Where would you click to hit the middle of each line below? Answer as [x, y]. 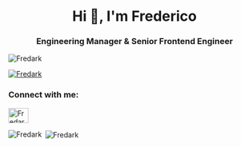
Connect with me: [44, 95]
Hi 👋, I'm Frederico [135, 16]
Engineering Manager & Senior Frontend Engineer [135, 42]
